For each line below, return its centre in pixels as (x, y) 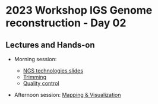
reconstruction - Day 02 (66, 23)
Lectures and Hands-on (50, 45)
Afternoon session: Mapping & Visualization (67, 95)
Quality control (41, 83)
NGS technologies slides (53, 71)
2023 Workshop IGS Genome (79, 10)
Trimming (35, 77)
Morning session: (35, 59)
